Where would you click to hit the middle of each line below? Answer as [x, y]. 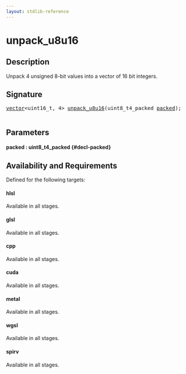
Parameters [28, 132]
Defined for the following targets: [46, 180]
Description [28, 62]
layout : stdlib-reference [37, 11]
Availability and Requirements [62, 165]
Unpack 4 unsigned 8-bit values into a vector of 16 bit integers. [82, 76]
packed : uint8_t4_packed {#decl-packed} [59, 147]
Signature [24, 95]
